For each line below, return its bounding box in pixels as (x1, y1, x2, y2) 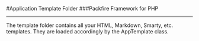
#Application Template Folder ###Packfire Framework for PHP (6, 5, 159, 12)
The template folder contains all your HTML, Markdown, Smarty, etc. (6, 22, 174, 29)
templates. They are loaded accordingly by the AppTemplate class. (6, 28, 169, 35)
